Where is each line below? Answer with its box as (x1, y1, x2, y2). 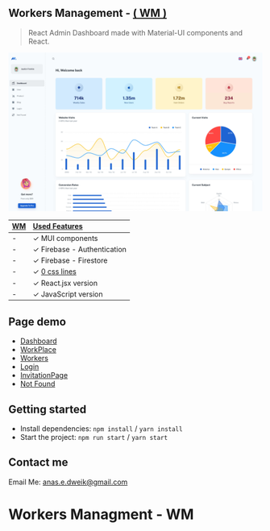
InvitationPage (19, 371, 69, 380)
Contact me (8, 455, 69, 470)
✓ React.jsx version (32, 278, 98, 288)
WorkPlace (19, 345, 56, 355)
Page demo (8, 314, 67, 329)
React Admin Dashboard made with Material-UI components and (27, 27, 243, 37)
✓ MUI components (32, 233, 98, 243)
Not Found (19, 379, 56, 389)
